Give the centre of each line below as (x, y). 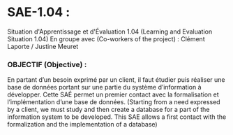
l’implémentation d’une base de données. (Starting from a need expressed (114, 102)
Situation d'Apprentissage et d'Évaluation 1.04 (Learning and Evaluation (110, 31)
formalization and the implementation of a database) (83, 125)
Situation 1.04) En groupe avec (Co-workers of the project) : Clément (106, 38)
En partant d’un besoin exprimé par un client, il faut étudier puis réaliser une (116, 80)
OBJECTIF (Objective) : (47, 64)
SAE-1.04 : (39, 12)
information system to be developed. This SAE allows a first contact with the (117, 117)
